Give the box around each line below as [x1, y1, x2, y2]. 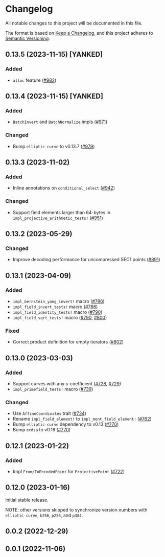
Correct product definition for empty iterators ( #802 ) [12, 339, 124, 345]
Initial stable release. [5, 497, 49, 503]
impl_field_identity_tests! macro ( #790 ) [12, 309, 103, 315]
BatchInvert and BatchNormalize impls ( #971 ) [12, 119, 108, 125]
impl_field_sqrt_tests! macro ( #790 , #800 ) [12, 314, 107, 320]
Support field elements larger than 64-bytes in [12, 209, 111, 215]
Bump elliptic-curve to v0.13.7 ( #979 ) [12, 143, 95, 149]
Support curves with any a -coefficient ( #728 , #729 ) [12, 380, 122, 386]
